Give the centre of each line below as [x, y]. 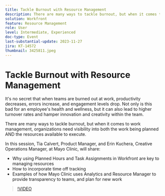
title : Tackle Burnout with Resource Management [56, 10]
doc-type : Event [22, 37]
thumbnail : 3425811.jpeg [30, 50]
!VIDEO [24, 189]
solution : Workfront [26, 19]
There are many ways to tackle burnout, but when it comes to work [73, 124]
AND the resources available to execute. [46, 134]
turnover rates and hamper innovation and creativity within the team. [74, 114]
